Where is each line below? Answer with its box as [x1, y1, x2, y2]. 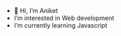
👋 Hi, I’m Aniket [13, 7, 58, 15]
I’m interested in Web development [13, 14, 115, 22]
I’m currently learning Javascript [13, 21, 108, 29]
